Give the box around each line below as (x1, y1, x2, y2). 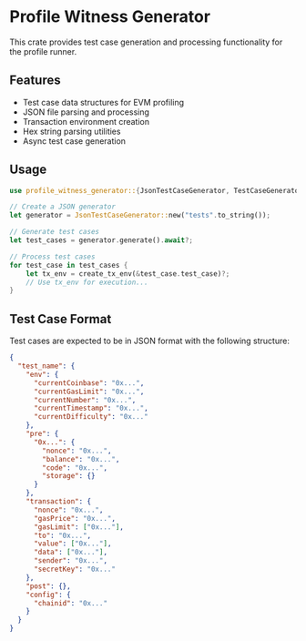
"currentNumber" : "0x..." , (33, 395, 137, 404)
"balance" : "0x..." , (42, 454, 120, 463)
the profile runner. (9, 46, 77, 56)
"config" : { (25, 590, 71, 599)
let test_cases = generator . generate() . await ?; (9, 236, 194, 245)
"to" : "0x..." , (33, 531, 92, 540)
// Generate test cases (9, 228, 100, 237)
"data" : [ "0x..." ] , (33, 548, 107, 557)
